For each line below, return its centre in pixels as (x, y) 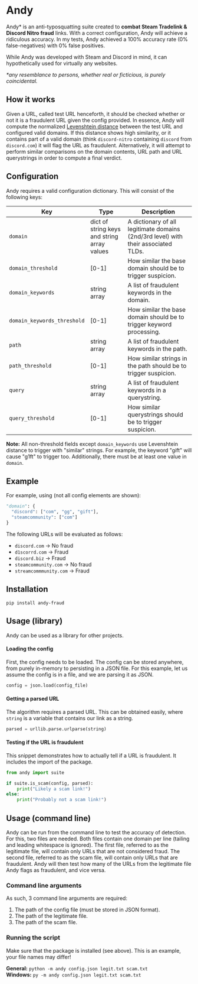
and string (105, 236)
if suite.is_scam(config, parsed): (50, 783)
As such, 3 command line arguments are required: (67, 898)
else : (13, 794)
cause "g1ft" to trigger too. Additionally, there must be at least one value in (96, 457)
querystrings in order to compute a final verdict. (64, 158)
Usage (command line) (49, 818)
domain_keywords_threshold (47, 321)
